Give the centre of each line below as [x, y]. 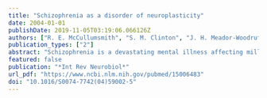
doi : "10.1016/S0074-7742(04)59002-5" [72, 81]
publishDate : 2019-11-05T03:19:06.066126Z [79, 30]
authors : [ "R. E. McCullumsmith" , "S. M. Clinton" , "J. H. [108, 38]
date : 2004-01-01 [37, 23]
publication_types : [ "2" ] [51, 45]
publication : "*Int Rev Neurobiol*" [69, 67]
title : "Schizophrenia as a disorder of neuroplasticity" [106, 15]
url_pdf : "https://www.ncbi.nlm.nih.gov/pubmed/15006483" [106, 74]
